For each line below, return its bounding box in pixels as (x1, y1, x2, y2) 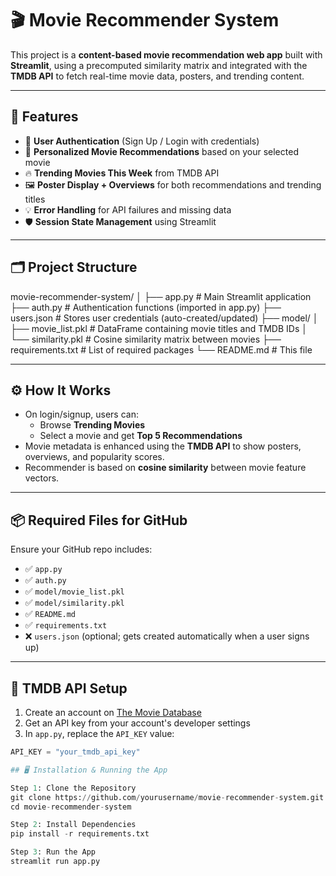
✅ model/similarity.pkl (24, 597, 125, 609)
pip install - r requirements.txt (10, 829, 150, 839)
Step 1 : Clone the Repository (10, 783, 137, 793)
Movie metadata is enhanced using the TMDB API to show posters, (24, 440, 302, 452)
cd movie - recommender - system (10, 802, 132, 812)
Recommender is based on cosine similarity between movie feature (24, 462, 307, 474)
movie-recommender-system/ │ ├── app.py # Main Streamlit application (10, 290, 312, 302)
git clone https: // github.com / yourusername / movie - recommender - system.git (10, 792, 325, 802)
